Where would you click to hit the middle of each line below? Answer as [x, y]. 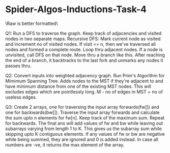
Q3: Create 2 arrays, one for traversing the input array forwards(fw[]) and [82, 107]
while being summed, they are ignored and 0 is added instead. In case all [82, 139]
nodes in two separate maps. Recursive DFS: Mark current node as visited [83, 39]
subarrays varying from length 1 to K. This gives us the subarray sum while [83, 129]
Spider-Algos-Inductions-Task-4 [76, 9]
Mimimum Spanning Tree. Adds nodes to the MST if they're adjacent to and [84, 81]
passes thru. [18, 66]
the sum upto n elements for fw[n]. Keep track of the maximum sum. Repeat [85, 117]
